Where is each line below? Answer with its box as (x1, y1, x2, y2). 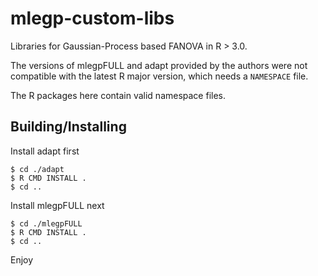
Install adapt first (10, 145, 80, 157)
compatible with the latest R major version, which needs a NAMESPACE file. (10, 70, 309, 82)
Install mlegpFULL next (10, 199, 105, 211)
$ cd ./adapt (10, 164, 65, 174)
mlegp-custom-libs (10, 7, 175, 30)
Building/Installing (10, 118, 127, 136)
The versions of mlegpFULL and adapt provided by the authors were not (10, 59, 308, 71)
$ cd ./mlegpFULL (10, 218, 83, 229)
